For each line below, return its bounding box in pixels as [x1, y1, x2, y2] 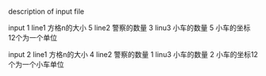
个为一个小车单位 [8, 59, 64, 69]
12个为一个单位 [8, 33, 58, 42]
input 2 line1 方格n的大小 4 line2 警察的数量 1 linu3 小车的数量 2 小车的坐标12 [8, 50, 258, 59]
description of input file [8, 7, 85, 16]
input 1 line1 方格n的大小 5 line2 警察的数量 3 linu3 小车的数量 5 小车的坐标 [8, 23, 251, 32]
